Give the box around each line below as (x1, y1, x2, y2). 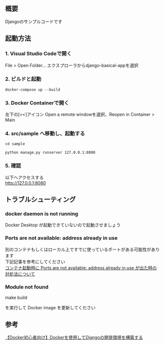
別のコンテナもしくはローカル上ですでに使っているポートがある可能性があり (5, 246, 160, 252)
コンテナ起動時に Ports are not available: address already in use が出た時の (5, 265, 157, 271)
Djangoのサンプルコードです (5, 19, 62, 25)
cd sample (5, 142, 26, 147)
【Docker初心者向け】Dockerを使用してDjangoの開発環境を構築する (5, 334, 143, 340)
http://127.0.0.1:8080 (5, 180, 46, 186)
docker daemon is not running (5, 210, 79, 217)
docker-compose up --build (5, 87, 60, 92)
